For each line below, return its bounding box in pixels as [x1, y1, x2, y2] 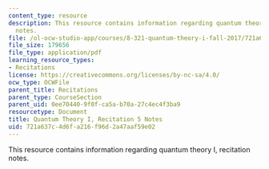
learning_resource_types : [8, 57, 94, 65]
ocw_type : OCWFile [8, 78, 70, 86]
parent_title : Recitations [8, 85, 98, 94]
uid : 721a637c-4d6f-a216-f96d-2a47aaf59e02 [8, 123, 156, 131]
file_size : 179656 [8, 41, 70, 49]
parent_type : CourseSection [8, 93, 102, 101]
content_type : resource [8, 11, 88, 20]
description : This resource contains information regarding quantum [8, 19, 242, 27]
